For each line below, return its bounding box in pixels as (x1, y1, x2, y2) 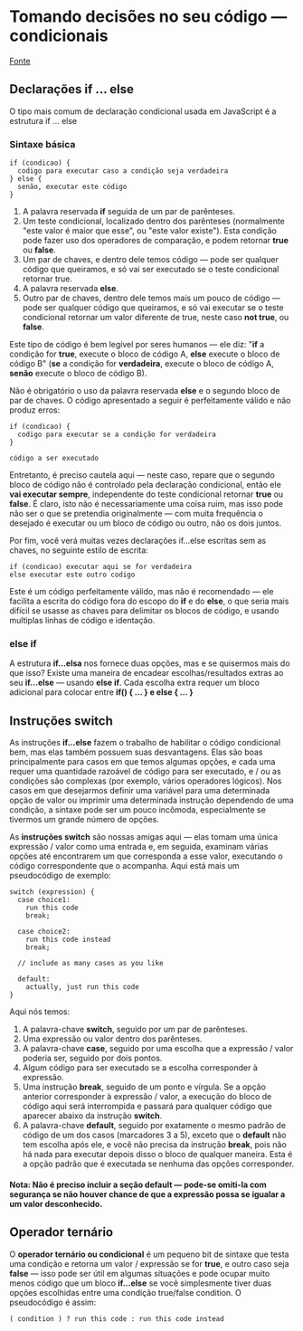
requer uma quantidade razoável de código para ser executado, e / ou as (9, 766, 282, 777)
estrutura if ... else (9, 115, 78, 126)
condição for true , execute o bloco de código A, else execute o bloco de (9, 348, 280, 359)
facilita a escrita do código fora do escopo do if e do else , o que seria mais (9, 595, 289, 607)
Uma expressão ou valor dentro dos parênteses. (22, 1033, 203, 1044)
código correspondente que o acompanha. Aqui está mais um (9, 860, 240, 871)
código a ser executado (9, 454, 99, 463)
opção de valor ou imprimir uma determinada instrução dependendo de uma (9, 794, 294, 806)
